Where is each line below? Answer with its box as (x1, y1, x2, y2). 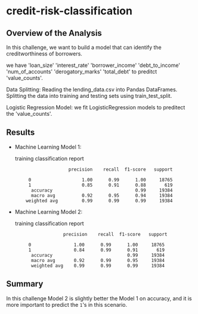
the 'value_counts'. (6, 110, 52, 117)
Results (6, 127, 35, 138)
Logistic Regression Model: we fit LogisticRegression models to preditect (6, 104, 185, 111)
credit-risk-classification (6, 4, 133, 18)
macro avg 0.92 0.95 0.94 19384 (30, 192, 173, 198)
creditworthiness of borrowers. (6, 50, 82, 57)
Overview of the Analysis (6, 28, 103, 38)
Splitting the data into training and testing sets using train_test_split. (6, 93, 172, 99)
